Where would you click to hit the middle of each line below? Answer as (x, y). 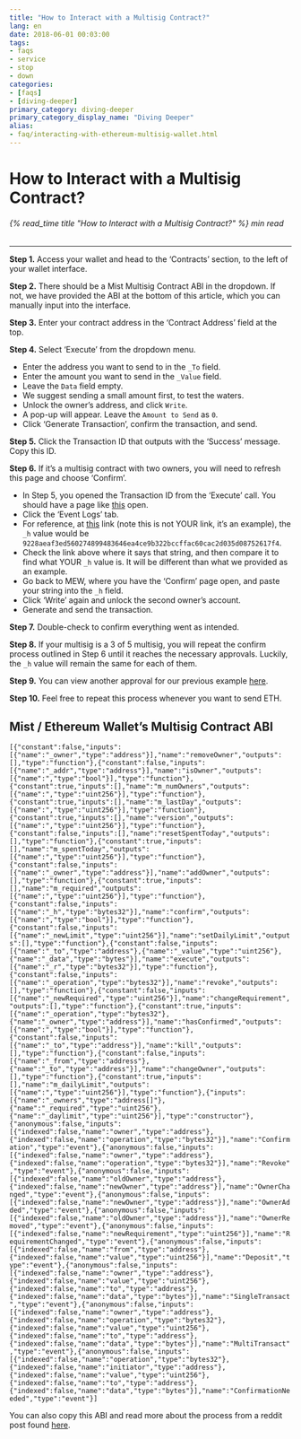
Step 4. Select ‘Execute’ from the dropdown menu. (103, 350)
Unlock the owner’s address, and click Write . (105, 406)
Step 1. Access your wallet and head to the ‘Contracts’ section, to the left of (149, 259)
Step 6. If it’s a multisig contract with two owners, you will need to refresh (145, 468)
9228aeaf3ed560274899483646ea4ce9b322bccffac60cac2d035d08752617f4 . (152, 543)
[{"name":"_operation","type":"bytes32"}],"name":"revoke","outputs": (144, 983)
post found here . (40, 1425)
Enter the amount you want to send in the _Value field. (122, 377)
